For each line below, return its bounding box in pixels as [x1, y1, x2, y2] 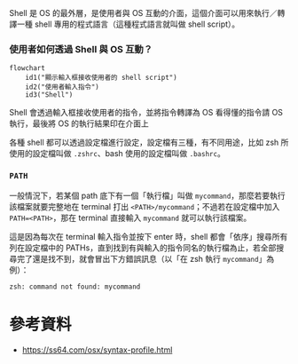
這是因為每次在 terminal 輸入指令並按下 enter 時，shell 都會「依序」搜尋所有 [9, 231, 288, 241]
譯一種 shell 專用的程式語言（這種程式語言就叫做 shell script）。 [9, 19, 240, 29]
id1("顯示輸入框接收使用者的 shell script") [25, 74, 177, 83]
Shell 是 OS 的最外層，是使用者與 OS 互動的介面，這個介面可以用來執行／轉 [9, 8, 286, 18]
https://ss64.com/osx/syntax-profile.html [21, 344, 173, 355]
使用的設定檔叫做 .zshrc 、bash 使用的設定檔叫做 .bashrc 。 [9, 148, 226, 159]
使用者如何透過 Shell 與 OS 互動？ [9, 43, 153, 55]
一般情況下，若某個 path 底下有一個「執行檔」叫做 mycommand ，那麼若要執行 [9, 190, 286, 201]
